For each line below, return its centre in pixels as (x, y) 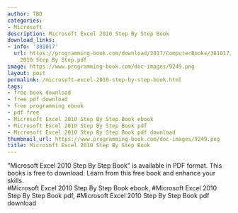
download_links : (31, 40)
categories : (25, 21)
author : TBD (25, 14)
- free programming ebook (45, 106)
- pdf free (23, 113)
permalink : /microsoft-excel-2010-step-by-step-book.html (95, 80)
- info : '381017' (33, 47)
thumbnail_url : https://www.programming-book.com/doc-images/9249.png (114, 139)
